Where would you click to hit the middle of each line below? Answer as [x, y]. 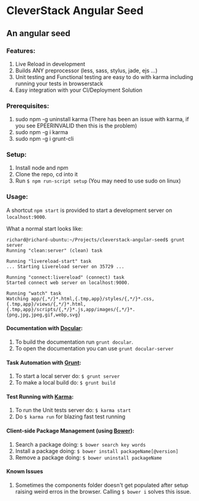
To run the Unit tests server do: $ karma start [73, 410]
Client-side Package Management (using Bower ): [70, 431]
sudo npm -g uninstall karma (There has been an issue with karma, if [102, 119]
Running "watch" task [34, 293]
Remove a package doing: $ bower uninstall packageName [88, 458]
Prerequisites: [28, 106]
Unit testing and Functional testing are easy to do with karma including [104, 77]
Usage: [17, 197]
